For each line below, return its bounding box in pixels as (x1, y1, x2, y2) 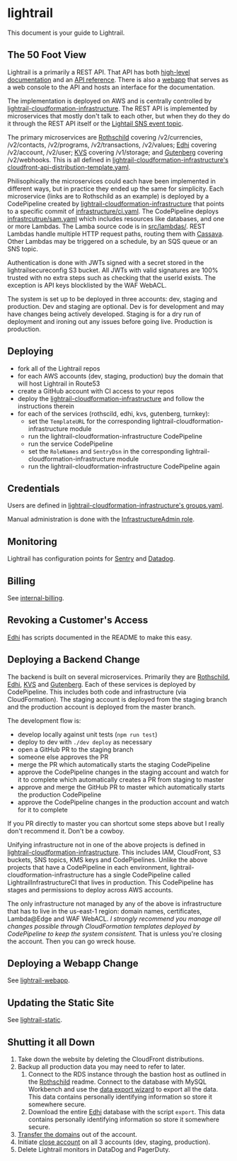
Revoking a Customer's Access (7, 615, 149, 627)
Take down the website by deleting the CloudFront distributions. (17, 1055, 204, 1064)
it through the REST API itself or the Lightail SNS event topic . (7, 119, 184, 128)
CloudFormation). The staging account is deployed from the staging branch (7, 695, 228, 703)
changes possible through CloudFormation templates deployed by (7, 921, 200, 930)
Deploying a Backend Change (7, 654, 140, 666)
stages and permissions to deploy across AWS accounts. (7, 885, 173, 894)
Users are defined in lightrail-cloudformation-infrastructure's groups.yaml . (7, 501, 224, 510)
